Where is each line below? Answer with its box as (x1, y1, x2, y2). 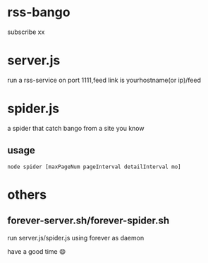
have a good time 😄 (7, 247, 66, 255)
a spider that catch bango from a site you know (7, 124, 145, 132)
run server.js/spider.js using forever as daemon (7, 233, 145, 242)
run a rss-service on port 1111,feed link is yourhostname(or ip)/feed (7, 76, 201, 84)
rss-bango (7, 4, 71, 21)
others (7, 187, 47, 202)
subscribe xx (7, 28, 45, 36)
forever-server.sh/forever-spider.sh (7, 215, 170, 227)
